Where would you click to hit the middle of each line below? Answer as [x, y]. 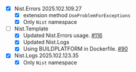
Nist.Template [31, 29]
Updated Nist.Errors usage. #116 [63, 36]
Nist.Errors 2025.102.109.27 [48, 9]
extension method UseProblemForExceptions [77, 15]
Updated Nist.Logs [46, 42]
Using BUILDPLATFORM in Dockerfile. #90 [75, 49]
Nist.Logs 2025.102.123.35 [46, 55]
